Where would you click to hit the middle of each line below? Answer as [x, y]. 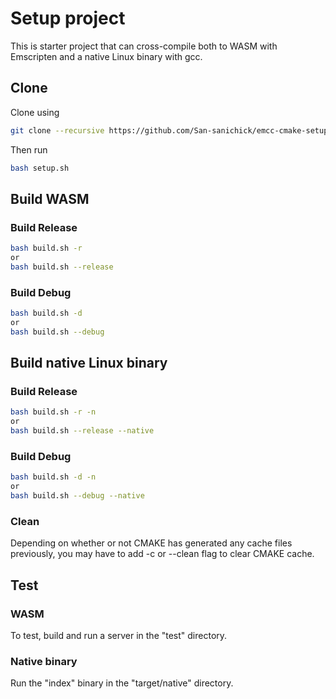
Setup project [68, 18]
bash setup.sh [40, 168]
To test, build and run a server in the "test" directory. [119, 635]
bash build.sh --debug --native [77, 496]
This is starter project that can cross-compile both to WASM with [144, 46]
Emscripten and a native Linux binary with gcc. [106, 56]
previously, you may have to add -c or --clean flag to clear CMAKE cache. [162, 554]
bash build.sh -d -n [53, 477]
